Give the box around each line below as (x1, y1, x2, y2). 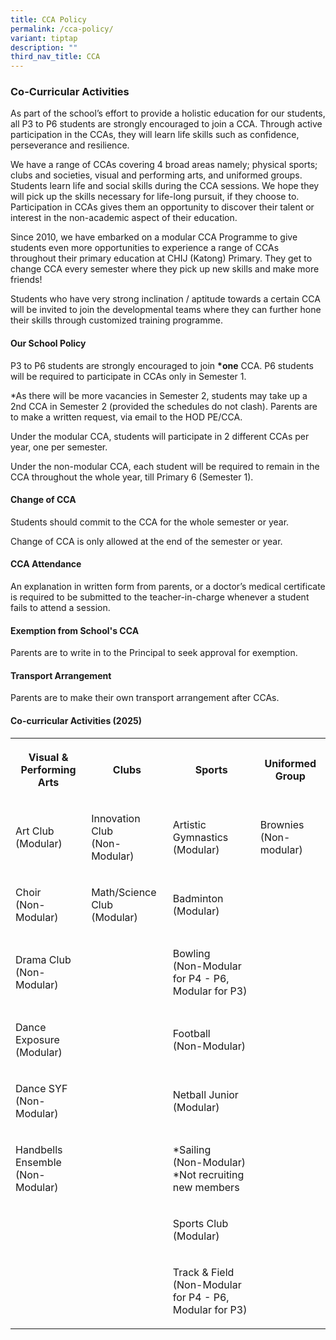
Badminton (172, 891, 224, 905)
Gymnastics (172, 830, 229, 844)
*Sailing (172, 1142, 212, 1156)
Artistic (172, 817, 207, 831)
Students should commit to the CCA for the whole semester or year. (10, 516, 290, 528)
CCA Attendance (10, 558, 82, 570)
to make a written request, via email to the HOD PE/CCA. (10, 411, 243, 423)
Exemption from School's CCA (10, 624, 140, 636)
